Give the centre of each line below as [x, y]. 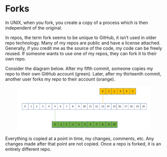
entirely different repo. [28, 149]
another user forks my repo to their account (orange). [60, 79]
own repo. [16, 58]
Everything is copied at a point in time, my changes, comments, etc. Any [79, 138]
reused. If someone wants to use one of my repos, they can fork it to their [81, 53]
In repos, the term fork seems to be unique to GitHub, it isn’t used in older [81, 37]
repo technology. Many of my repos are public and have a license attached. [83, 42]
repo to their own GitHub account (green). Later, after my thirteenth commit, [83, 73]
